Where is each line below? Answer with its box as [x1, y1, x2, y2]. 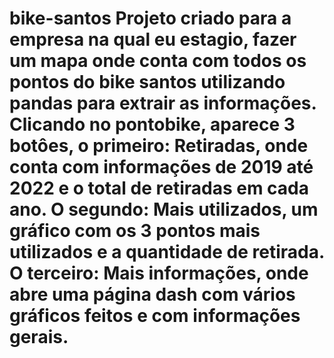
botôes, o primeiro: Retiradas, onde [9, 135, 309, 157]
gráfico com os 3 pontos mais [9, 220, 261, 242]
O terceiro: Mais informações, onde [9, 262, 309, 285]
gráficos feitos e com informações [9, 305, 301, 327]
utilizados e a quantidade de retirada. [9, 241, 325, 264]
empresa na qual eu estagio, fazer [9, 28, 297, 51]
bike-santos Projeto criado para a [9, 7, 292, 30]
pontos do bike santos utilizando [9, 71, 286, 94]
